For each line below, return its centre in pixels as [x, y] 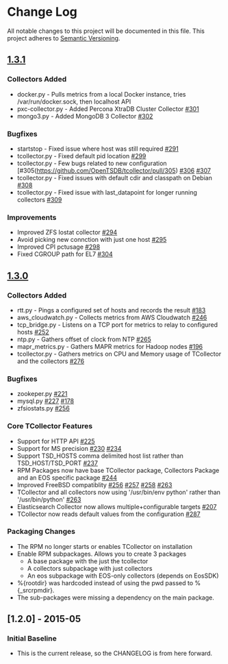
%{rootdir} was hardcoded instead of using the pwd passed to [105, 582]
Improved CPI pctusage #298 [59, 247]
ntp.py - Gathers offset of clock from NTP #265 [84, 339]
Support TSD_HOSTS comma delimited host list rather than [100, 456]
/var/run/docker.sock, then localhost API [74, 101]
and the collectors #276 [50, 361]
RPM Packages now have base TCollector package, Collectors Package [118, 470]
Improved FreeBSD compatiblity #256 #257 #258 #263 [94, 484]
